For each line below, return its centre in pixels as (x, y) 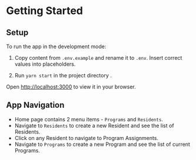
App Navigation (35, 105)
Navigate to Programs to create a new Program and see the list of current (102, 144)
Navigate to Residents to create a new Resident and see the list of (94, 125)
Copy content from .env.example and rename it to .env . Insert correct (98, 58)
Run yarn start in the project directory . (63, 75)
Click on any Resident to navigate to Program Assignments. (87, 138)
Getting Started (45, 11)
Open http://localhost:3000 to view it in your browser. (71, 87)
